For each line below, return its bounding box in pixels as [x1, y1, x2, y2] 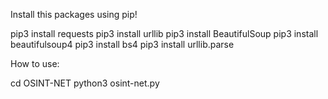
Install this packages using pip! [10, 9, 138, 20]
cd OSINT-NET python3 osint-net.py [10, 77, 160, 89]
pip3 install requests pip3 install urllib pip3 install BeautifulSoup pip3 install [10, 28, 319, 39]
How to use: [10, 58, 60, 69]
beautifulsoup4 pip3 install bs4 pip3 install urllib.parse [10, 39, 235, 50]
